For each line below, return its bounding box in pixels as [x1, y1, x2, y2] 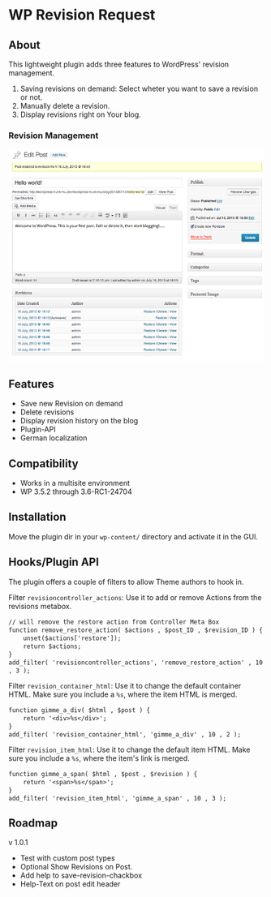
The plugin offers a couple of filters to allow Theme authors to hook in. [8, 577, 244, 586]
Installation [8, 510, 67, 524]
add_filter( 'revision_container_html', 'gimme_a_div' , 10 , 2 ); [8, 730, 242, 739]
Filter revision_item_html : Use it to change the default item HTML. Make [8, 745, 251, 754]
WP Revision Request [8, 6, 156, 24]
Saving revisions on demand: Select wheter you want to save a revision [19, 84, 258, 93]
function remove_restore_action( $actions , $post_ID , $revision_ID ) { [8, 626, 264, 634]
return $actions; [23, 642, 82, 650]
